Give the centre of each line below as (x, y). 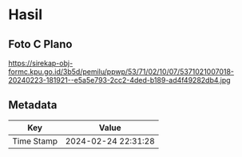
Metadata (33, 105)
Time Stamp (35, 141)
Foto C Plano (40, 44)
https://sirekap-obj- (41, 63)
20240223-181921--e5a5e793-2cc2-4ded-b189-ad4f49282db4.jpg (119, 80)
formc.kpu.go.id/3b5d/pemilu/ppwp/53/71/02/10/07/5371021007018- (121, 72)
